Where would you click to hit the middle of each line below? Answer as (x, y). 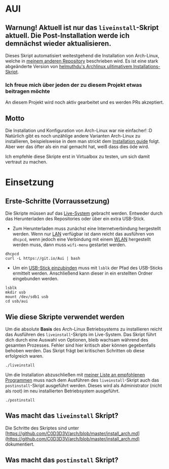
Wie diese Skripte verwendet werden (65, 317)
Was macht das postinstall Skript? (62, 460)
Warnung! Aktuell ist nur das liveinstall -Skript (82, 28)
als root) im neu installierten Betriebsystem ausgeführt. (62, 391)
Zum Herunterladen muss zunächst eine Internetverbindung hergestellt (87, 228)
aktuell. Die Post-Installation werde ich (68, 35)
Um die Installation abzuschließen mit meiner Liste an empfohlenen (75, 375)
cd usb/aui (17, 301)
